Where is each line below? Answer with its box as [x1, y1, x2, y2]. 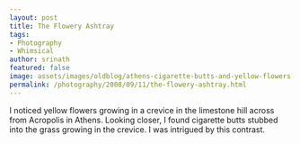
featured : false [9, 64, 70, 73]
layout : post [9, 13, 58, 22]
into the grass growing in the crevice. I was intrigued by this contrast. [9, 123, 266, 135]
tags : [9, 30, 30, 39]
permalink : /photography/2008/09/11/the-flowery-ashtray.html [9, 80, 247, 89]
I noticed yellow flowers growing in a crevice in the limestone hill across [9, 104, 275, 115]
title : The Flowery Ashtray [9, 22, 115, 31]
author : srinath [9, 55, 70, 64]
